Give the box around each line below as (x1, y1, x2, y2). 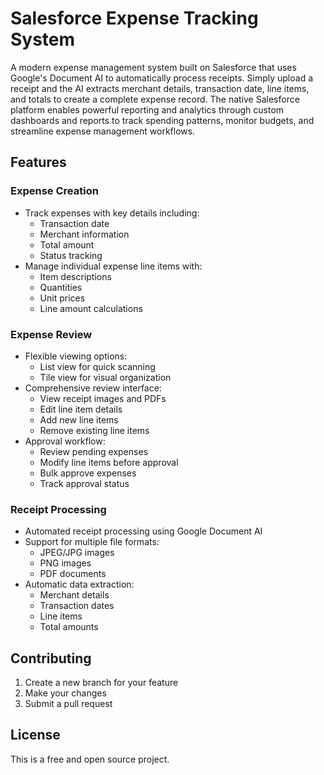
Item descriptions (39, 270, 112, 282)
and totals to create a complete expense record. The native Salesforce (10, 93, 300, 105)
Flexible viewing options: (24, 350, 128, 362)
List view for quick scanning (39, 360, 156, 372)
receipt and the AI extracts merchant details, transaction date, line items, (10, 82, 310, 94)
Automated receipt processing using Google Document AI (24, 525, 263, 537)
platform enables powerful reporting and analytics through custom (10, 103, 285, 116)
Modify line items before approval (39, 456, 179, 468)
